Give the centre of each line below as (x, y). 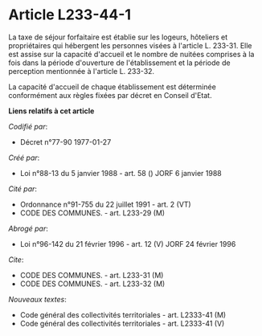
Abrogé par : (28, 228)
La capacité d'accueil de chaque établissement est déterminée (113, 87)
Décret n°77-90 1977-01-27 (65, 141)
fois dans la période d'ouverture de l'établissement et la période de (119, 63)
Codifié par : (28, 126)
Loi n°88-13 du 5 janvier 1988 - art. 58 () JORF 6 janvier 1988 (121, 173)
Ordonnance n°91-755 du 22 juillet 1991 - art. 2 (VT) (105, 204)
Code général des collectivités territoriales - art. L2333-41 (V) (122, 323)
